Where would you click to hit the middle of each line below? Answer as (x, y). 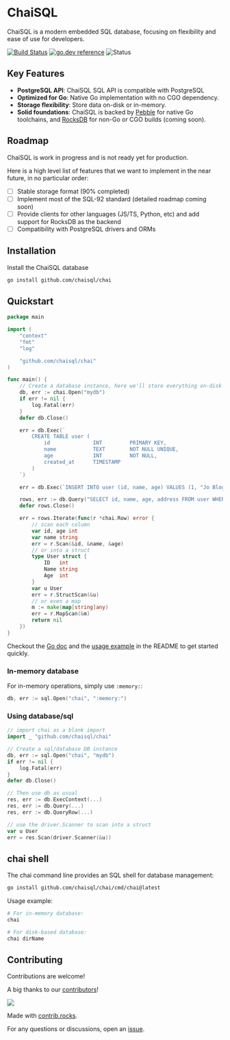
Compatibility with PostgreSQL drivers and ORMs (86, 229)
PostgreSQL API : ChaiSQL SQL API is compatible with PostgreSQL (111, 90)
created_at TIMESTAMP (82, 462)
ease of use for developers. (46, 38)
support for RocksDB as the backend (69, 221)
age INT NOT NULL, (100, 456)
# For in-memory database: (46, 914)
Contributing (35, 959)
